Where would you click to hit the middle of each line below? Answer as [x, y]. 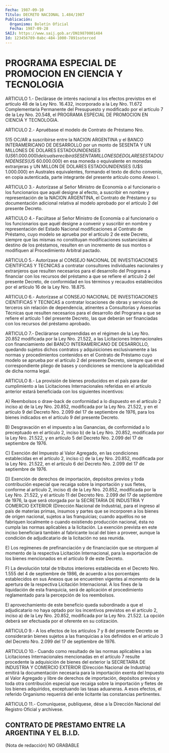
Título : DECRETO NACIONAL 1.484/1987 [45, 15]
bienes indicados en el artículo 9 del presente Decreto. [62, 417]
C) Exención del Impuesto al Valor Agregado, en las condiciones [72, 453]
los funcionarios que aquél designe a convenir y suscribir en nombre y [78, 223]
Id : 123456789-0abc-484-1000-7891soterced [50, 38]
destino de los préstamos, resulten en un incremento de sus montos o [78, 245]
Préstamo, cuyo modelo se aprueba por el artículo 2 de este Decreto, [77, 234]
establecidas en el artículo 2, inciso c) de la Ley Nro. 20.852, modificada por [84, 458]
